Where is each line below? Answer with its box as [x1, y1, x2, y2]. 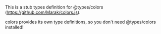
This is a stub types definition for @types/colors [5, 4, 104, 10]
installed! [5, 24, 24, 30]
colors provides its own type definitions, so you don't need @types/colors [5, 19, 156, 25]
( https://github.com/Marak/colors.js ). [5, 9, 81, 15]
